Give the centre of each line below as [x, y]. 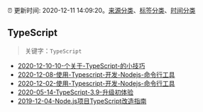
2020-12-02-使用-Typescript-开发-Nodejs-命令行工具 [96, 83]
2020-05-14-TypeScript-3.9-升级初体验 [75, 92]
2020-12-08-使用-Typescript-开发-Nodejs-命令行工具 [96, 74]
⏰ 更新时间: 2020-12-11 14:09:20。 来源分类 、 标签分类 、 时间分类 [101, 10]
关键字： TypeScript [53, 51]
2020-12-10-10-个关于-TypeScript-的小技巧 [81, 66]
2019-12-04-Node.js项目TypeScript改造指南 [82, 101]
